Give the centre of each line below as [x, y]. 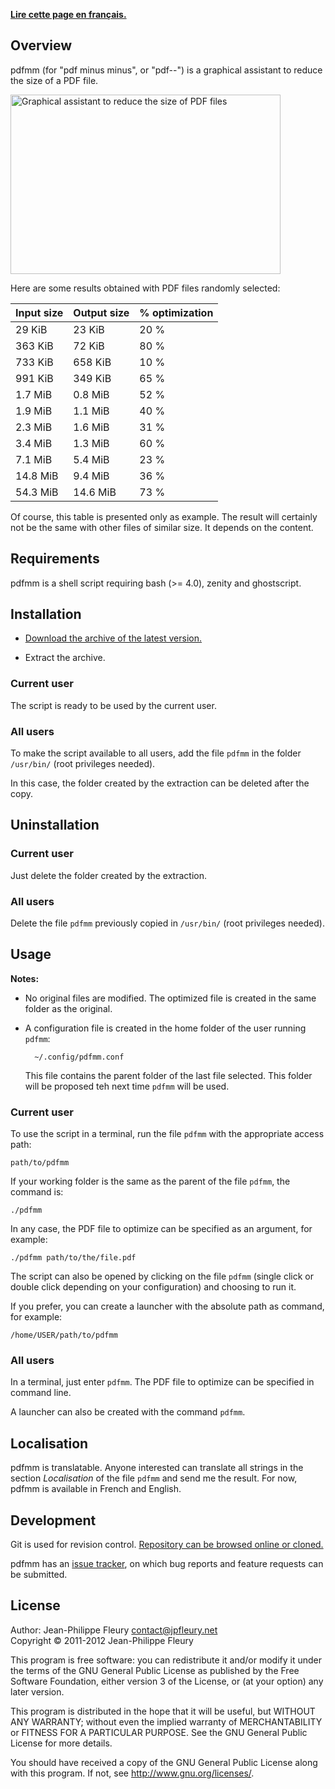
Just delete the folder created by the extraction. [108, 875]
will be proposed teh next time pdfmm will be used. [127, 1086]
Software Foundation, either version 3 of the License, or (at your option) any [167, 1681]
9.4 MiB [91, 476]
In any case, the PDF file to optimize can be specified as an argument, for [161, 1229]
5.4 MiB [91, 459]
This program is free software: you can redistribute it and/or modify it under [166, 1660]
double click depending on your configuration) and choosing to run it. [153, 1287]
